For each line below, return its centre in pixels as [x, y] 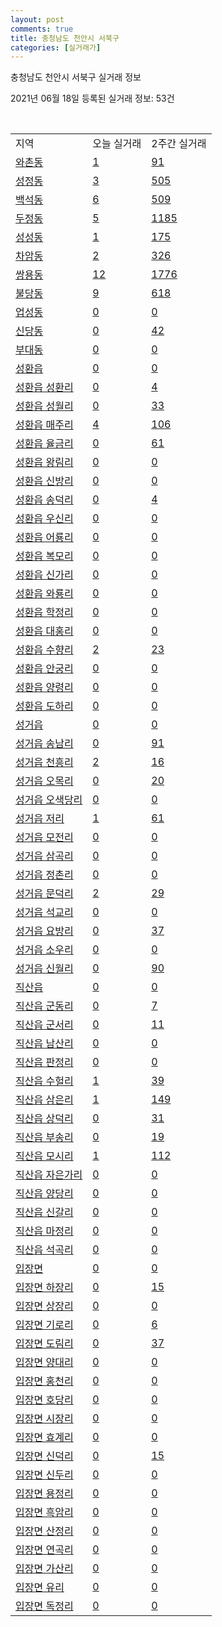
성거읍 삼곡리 [44, 856]
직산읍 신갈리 [44, 1213]
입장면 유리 [40, 1588]
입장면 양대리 [44, 1363]
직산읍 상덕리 [44, 1119]
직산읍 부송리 [44, 1138]
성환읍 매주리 [44, 425]
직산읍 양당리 [44, 1194]
